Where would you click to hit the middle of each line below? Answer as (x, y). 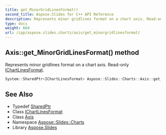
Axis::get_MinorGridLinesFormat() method (72, 53)
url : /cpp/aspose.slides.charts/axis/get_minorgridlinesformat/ (73, 33)
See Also (19, 94)
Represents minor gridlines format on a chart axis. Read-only (67, 64)
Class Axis (23, 117)
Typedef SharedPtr (32, 106)
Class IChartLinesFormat (37, 111)
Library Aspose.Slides (35, 127)
